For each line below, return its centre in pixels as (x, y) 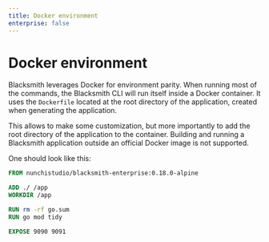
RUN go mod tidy (35, 217)
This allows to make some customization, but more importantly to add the (129, 126)
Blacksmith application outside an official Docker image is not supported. (129, 143)
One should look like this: (50, 159)
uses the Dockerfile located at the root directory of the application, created (133, 102)
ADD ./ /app (28, 188)
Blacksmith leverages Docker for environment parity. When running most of (133, 85)
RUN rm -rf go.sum (39, 210)
